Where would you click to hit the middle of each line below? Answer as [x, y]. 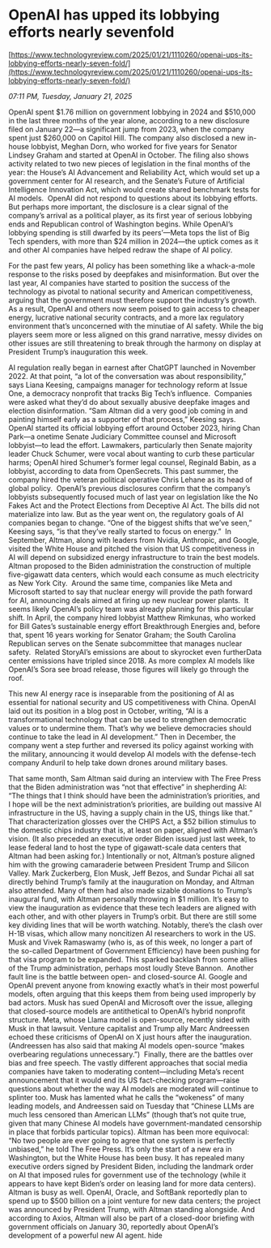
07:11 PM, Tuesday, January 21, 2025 [70, 96]
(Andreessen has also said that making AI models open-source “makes [127, 1045]
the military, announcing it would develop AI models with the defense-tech [132, 754]
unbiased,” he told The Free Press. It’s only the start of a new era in [120, 1149]
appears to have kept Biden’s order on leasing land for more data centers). [132, 1183]
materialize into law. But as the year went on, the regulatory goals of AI [126, 514]
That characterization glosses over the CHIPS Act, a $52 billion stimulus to [132, 821]
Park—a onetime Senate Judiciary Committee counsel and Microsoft [123, 437]
